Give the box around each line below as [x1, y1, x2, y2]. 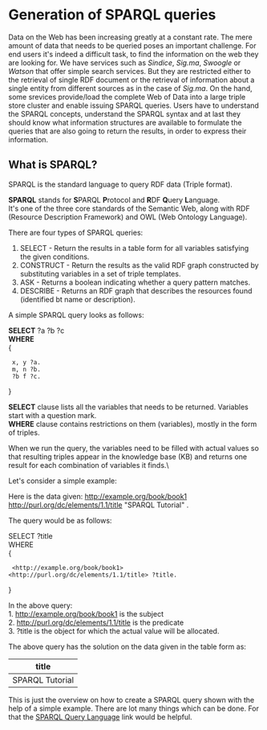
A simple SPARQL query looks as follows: [8, 310, 144, 319]
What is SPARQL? [8, 158, 98, 172]
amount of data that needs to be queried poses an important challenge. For [8, 40, 257, 50]
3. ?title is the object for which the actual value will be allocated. [8, 625, 220, 636]
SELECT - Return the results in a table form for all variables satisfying [19, 243, 249, 252]
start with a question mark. [8, 410, 97, 420]
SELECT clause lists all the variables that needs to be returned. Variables [8, 402, 249, 412]
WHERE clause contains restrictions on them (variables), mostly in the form [8, 419, 257, 429]
